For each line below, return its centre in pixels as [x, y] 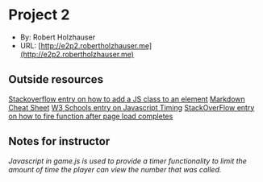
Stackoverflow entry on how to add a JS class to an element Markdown [127, 99]
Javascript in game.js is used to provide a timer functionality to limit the [128, 161]
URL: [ [31, 45]
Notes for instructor [59, 141]
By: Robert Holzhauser [57, 37]
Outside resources [56, 79]
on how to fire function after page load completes [91, 116]
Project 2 [39, 15]
